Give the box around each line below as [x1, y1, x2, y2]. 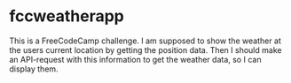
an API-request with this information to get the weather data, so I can [9, 54, 262, 64]
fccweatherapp [9, 6, 124, 26]
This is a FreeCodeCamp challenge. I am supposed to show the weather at [9, 35, 282, 46]
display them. [9, 64, 59, 74]
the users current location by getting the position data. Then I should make [9, 44, 282, 55]
